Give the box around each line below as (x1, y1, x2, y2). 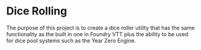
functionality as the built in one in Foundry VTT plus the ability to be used (6, 30, 188, 37)
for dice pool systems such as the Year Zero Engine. (6, 37, 136, 44)
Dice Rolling (6, 4, 68, 18)
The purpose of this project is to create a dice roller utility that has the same (6, 24, 195, 31)
